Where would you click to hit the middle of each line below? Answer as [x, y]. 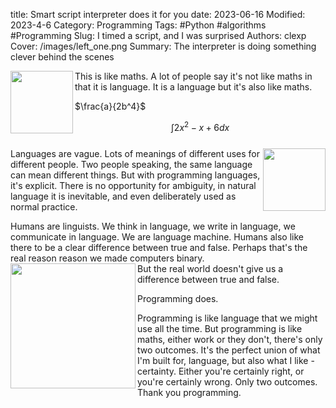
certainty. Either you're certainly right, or [221, 371]
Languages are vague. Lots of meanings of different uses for [135, 153]
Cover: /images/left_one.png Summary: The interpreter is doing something [163, 46]
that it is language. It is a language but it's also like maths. [193, 87]
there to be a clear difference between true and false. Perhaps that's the [159, 247]
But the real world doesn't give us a [210, 268]
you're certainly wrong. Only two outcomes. [227, 381]
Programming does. [178, 298]
